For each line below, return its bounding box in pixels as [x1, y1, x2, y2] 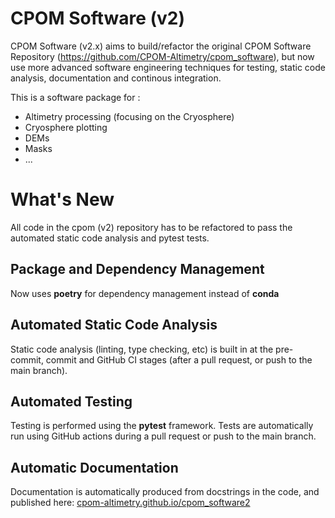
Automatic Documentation [10, 459, 179, 476]
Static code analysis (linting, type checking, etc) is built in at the [10, 343, 274, 355]
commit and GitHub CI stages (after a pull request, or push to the [45, 353, 313, 366]
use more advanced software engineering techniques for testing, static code [10, 61, 326, 73]
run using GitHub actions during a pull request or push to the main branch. [10, 430, 317, 442]
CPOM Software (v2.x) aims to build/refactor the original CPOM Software [10, 40, 312, 52]
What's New [10, 188, 115, 211]
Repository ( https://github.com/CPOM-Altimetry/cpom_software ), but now [10, 50, 315, 62]
